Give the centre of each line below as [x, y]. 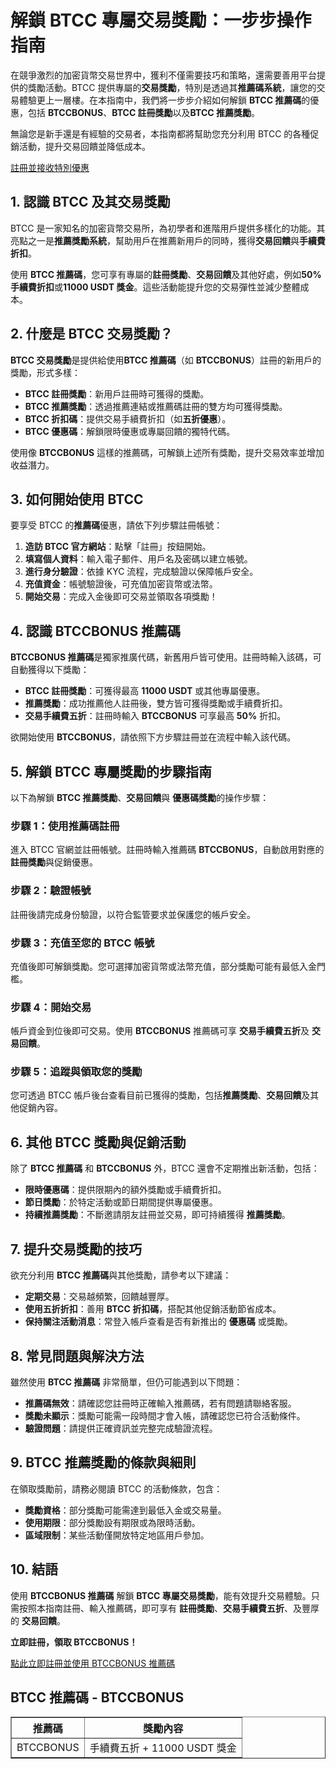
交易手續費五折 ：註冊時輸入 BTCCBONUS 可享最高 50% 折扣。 [155, 716]
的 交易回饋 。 [38, 1620]
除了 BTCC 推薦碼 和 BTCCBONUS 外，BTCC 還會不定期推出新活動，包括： [165, 1168]
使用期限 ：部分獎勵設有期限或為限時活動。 [112, 1522]
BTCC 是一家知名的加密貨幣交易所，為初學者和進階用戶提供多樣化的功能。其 [168, 228]
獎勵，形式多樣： [45, 372]
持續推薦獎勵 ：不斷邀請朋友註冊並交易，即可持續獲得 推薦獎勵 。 [157, 1215]
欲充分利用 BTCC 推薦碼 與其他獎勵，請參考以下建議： [121, 1275]
